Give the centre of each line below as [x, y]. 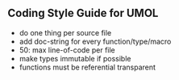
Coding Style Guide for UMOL [83, 13]
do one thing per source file [65, 32]
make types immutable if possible [75, 58]
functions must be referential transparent [87, 67]
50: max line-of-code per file [67, 50]
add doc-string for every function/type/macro [95, 41]
